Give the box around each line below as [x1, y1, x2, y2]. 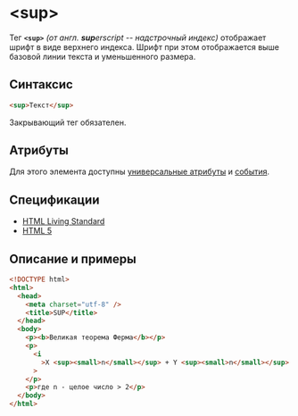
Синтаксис [9, 77, 73, 92]
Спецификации [9, 192, 100, 207]
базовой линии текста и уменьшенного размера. [9, 51, 196, 62]
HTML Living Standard [21, 216, 105, 227]
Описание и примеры [9, 251, 137, 266]
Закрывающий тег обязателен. [9, 117, 127, 128]
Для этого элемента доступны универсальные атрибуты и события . [9, 166, 270, 177]
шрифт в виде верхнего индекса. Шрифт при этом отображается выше [9, 41, 279, 52]
